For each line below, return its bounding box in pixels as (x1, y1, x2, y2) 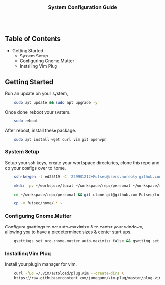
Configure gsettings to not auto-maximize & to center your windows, (5, 224, 144, 229)
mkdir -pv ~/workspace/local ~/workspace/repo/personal (14, 183, 131, 188)
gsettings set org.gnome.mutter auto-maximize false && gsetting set (14, 238, 160, 243)
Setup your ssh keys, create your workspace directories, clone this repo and (5, 159, 160, 166)
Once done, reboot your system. (5, 109, 71, 114)
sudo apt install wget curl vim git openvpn (14, 137, 107, 142)
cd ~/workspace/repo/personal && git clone (14, 192, 105, 197)
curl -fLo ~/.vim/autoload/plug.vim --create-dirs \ (14, 271, 124, 276)
